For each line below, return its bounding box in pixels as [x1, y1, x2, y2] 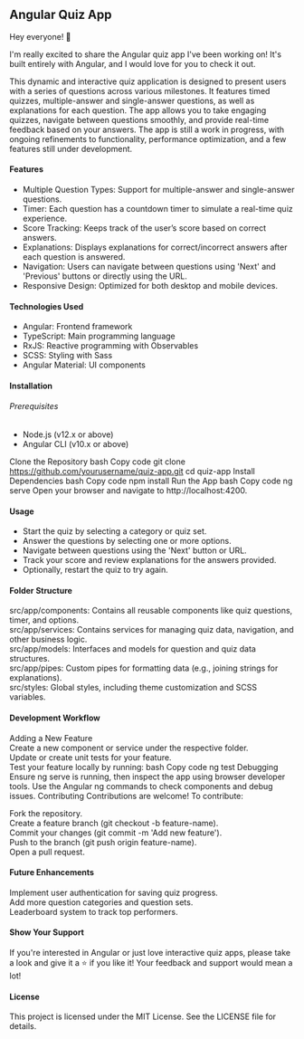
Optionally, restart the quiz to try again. [22, 565, 169, 576]
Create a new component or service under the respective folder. [9, 742, 249, 753]
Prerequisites [9, 401, 59, 412]
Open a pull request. [9, 846, 86, 857]
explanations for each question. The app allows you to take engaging [9, 104, 267, 116]
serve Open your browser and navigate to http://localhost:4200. [9, 485, 248, 496]
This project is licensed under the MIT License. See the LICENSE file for [9, 1011, 277, 1022]
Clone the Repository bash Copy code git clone [9, 456, 185, 467]
